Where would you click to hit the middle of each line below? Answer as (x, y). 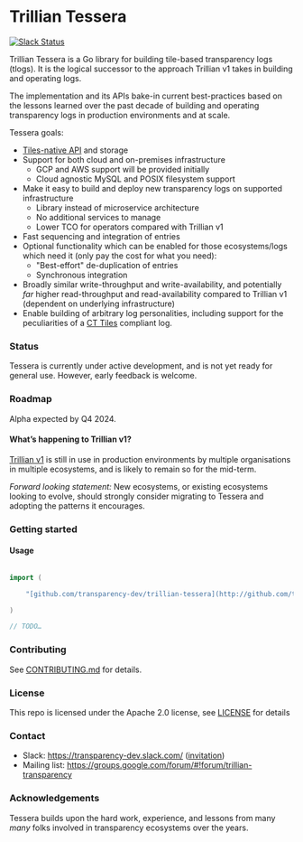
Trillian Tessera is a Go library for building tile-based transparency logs (141, 59)
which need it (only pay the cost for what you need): (119, 256)
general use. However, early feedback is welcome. (103, 376)
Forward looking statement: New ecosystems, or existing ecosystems (139, 486)
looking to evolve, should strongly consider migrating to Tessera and (137, 496)
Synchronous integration (82, 275)
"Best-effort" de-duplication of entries (107, 265)
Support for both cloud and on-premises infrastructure (124, 159)
